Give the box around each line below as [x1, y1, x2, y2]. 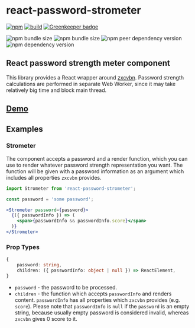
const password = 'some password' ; [6, 196, 94, 202]
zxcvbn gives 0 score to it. [14, 315, 78, 322]
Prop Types [6, 243, 40, 251]
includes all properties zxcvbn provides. [6, 174, 102, 181]
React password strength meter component [6, 58, 170, 68]
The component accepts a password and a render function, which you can [6, 155, 188, 162]
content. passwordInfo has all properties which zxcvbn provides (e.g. [14, 296, 180, 303]
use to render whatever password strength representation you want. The [6, 161, 183, 168]
